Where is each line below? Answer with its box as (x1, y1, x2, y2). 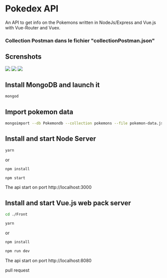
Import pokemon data (5, 107, 74, 116)
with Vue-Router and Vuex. (5, 24, 61, 30)
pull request (5, 267, 30, 273)
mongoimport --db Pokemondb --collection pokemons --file (5, 121, 128, 126)
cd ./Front (5, 212, 28, 217)
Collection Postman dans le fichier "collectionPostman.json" (5, 37, 155, 44)
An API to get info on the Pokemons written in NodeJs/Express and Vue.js (5, 19, 157, 25)
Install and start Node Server (5, 135, 96, 143)
